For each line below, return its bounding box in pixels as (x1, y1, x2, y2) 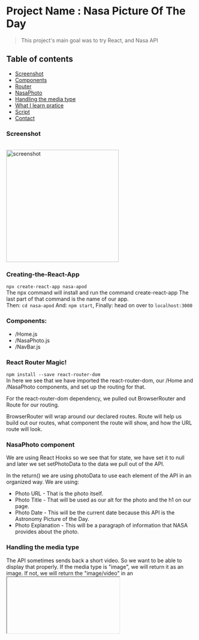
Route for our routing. (6, 401, 59, 408)
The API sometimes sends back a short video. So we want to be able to (6, 557, 182, 564)
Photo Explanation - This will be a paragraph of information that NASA (14, 522, 188, 529)
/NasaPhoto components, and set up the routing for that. (6, 383, 146, 390)
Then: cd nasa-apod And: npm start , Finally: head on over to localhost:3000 (6, 302, 193, 309)
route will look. (6, 425, 43, 432)
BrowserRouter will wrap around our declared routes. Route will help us (6, 412, 182, 420)
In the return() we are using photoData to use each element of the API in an (6, 472, 192, 480)
